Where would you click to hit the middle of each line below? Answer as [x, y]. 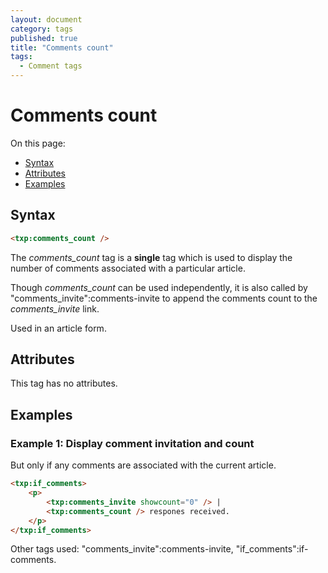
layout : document [46, 19]
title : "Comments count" [62, 47]
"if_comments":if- [272, 549]
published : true [44, 38]
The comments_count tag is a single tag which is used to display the [151, 257]
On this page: [38, 143]
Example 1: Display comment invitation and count [132, 443]
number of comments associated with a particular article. [128, 268]
